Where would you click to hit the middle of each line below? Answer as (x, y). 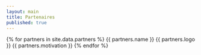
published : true (26, 22)
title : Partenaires (31, 17)
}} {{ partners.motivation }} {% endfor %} (57, 46)
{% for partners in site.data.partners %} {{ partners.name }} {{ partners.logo (101, 40)
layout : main (23, 12)
